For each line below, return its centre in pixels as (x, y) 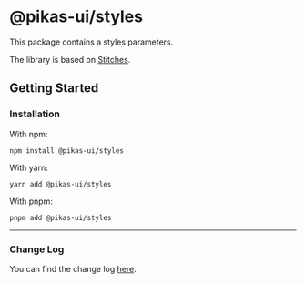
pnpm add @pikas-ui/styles (61, 217)
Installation (35, 114)
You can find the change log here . (73, 268)
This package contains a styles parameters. (92, 42)
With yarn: (29, 167)
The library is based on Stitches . (70, 59)
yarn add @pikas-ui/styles (61, 184)
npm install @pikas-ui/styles (67, 151)
